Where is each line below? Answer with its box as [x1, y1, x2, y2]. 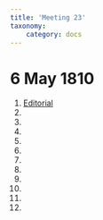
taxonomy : [10, 21, 47, 30]
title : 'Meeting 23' [10, 13, 87, 22]
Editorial [22, 97, 54, 108]
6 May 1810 [10, 68, 95, 89]
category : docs [26, 30, 83, 38]
